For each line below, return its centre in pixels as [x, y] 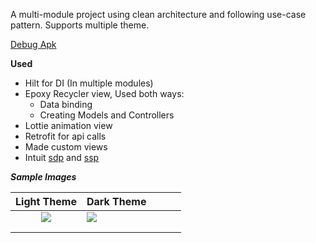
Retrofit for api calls [65, 136]
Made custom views [66, 147]
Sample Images [43, 177]
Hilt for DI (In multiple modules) [89, 83]
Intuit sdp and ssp [62, 157]
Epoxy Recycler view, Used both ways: [104, 93]
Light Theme [46, 201]
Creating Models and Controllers [107, 115]
